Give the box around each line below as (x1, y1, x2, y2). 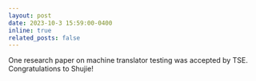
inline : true (8, 26, 52, 34)
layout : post (8, 11, 52, 20)
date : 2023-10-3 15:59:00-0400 (8, 19, 113, 27)
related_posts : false (8, 33, 81, 42)
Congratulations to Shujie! (8, 64, 94, 74)
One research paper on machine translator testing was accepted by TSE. (8, 56, 248, 65)
